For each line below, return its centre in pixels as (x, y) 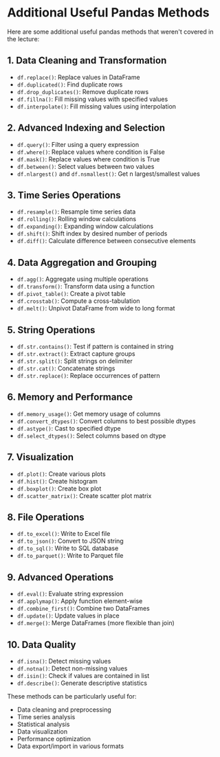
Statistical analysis (43, 724)
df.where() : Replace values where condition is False (91, 152)
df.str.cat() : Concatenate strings (66, 368)
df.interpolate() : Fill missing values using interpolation (97, 106)
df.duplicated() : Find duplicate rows (70, 84)
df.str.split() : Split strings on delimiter (75, 361)
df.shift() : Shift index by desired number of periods (92, 234)
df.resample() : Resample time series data (76, 212)
